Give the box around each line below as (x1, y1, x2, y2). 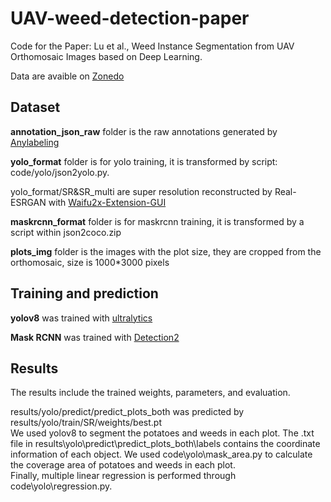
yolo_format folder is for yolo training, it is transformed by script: (10, 155, 278, 167)
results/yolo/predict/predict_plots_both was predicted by (10, 406, 245, 418)
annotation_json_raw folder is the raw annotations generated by (10, 125, 278, 137)
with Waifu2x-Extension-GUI (48, 196, 167, 208)
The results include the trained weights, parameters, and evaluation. (10, 387, 291, 399)
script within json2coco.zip (10, 226, 122, 238)
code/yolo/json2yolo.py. (10, 166, 110, 178)
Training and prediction (10, 285, 159, 302)
